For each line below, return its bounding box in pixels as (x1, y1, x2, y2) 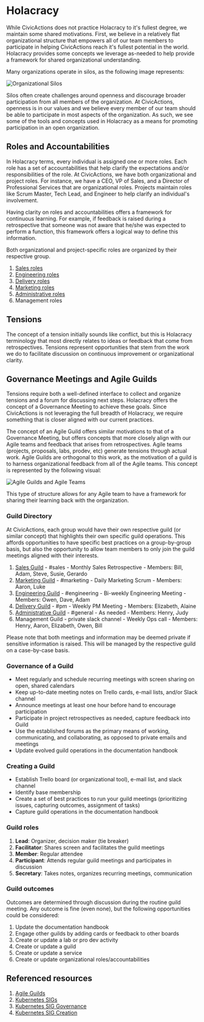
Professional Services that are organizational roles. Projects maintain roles (6, 183, 192, 191)
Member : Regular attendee (15, 850, 83, 858)
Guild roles (6, 823, 39, 832)
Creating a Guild (6, 762, 55, 770)
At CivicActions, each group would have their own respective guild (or (6, 526, 181, 533)
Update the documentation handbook (15, 923, 109, 931)
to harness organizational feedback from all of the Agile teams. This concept (6, 460, 198, 468)
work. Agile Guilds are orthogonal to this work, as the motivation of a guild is (6, 454, 197, 461)
